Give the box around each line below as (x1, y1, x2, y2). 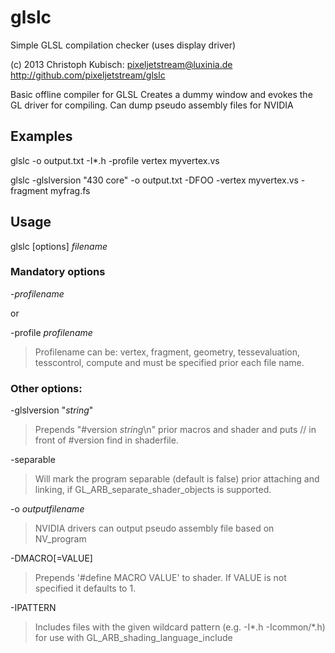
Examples (10, 128, 73, 145)
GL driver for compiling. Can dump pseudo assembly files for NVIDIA (10, 99, 294, 111)
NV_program (34, 533, 87, 545)
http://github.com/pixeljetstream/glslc (10, 69, 166, 81)
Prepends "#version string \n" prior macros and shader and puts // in (34, 424, 317, 436)
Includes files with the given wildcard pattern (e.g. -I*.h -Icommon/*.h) (34, 621, 326, 633)
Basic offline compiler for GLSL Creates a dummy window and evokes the (10, 88, 313, 100)
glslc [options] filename (10, 240, 108, 252)
